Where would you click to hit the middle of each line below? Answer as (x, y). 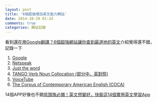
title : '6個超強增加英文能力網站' (36, 14)
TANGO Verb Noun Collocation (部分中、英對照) (60, 74)
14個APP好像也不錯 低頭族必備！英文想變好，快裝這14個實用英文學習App (78, 95)
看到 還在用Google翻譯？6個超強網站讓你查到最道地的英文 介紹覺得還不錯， (80, 42)
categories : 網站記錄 (26, 28)
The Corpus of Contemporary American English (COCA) (68, 85)
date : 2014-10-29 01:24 (29, 18)
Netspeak (22, 63)
